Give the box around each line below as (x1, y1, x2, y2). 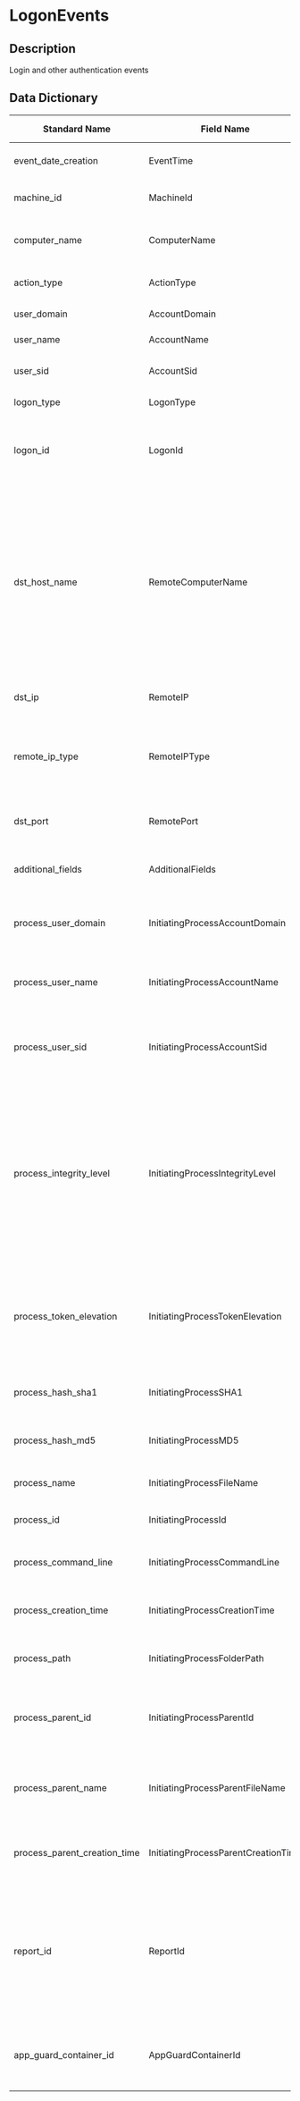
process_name (13, 1476, 76, 1489)
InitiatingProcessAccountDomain (148, 916, 287, 929)
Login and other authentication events (9, 64, 149, 75)
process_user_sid (13, 1041, 87, 1053)
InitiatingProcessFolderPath (148, 1651, 265, 1664)
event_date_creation (13, 154, 99, 166)
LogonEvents (9, 5, 110, 26)
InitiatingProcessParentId (148, 1711, 254, 1724)
